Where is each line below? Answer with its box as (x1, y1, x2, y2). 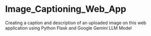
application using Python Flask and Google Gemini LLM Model (5, 25, 132, 31)
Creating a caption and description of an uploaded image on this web (5, 20, 147, 26)
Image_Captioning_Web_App (5, 3, 126, 15)
